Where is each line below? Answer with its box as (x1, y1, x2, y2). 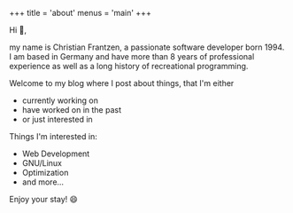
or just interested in (21, 114, 93, 124)
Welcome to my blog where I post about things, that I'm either (9, 78, 235, 88)
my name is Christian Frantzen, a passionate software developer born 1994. (9, 42, 285, 52)
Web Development (21, 148, 90, 159)
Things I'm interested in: (9, 131, 97, 141)
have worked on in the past (21, 105, 122, 114)
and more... (21, 177, 65, 187)
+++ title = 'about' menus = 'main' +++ (9, 8, 152, 18)
